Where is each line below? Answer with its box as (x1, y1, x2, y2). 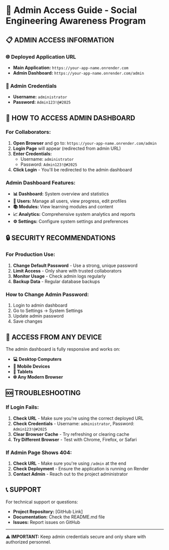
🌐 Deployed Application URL (6, 53, 76, 60)
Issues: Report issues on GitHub (13, 519, 81, 525)
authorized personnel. (6, 538, 52, 545)
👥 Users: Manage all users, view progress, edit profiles (13, 198, 127, 204)
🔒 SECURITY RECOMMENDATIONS (6, 233, 116, 242)
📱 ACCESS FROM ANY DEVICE (6, 333, 102, 341)
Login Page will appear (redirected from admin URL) (13, 145, 121, 151)
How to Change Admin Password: (6, 291, 89, 298)
